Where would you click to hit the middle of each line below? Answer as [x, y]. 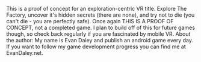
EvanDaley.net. [25, 53]
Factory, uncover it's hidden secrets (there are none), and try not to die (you [100, 15]
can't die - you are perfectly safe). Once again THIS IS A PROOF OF [90, 21]
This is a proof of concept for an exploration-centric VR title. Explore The [97, 9]
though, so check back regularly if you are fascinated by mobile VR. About [98, 34]
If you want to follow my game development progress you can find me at [96, 46]
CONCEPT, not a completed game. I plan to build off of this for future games [101, 27]
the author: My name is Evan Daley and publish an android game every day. [100, 40]
